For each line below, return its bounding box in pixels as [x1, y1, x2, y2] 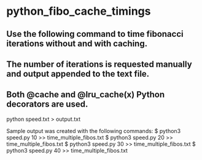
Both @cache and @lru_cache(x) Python [6, 90, 165, 100]
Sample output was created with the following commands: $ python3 [6, 127, 181, 134]
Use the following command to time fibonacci [6, 29, 184, 39]
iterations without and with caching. [6, 38, 148, 48]
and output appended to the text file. [6, 69, 150, 79]
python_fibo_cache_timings [6, 4, 151, 18]
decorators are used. [6, 99, 88, 110]
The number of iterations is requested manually [6, 59, 192, 69]
